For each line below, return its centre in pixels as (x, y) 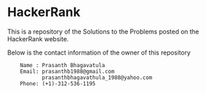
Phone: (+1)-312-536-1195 (58, 84)
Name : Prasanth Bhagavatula (63, 65)
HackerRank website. (38, 38)
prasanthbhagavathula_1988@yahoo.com (97, 78)
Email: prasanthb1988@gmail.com (67, 71)
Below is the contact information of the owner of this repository (99, 52)
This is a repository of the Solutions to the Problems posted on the (103, 31)
